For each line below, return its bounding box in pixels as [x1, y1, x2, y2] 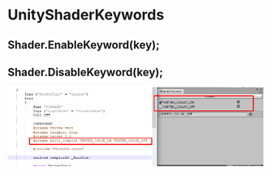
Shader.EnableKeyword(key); [7, 38, 160, 52]
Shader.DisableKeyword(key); [7, 65, 163, 79]
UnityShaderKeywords [7, 6, 165, 24]
